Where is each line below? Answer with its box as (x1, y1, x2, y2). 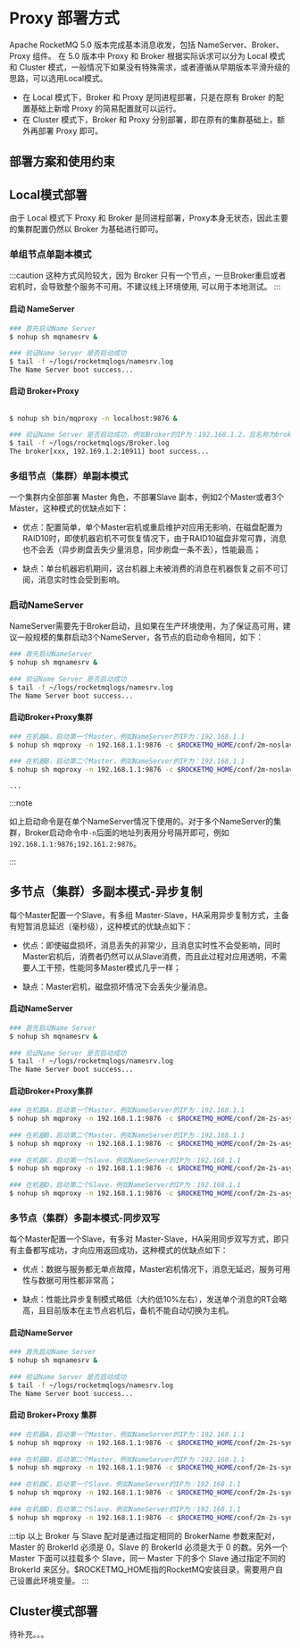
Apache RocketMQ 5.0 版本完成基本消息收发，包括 (9, 39, 196, 50)
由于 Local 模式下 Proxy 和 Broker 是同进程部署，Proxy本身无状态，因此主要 (9, 213, 288, 223)
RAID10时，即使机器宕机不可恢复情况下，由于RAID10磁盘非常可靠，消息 (21, 532, 287, 543)
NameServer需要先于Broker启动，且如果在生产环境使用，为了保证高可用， (9, 621, 283, 632)
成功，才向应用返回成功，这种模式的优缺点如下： (47, 1245, 229, 1256)
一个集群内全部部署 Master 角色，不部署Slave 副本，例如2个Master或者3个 (9, 491, 285, 502)
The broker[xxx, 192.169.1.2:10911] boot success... (9, 447, 210, 456)
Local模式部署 (9, 187, 87, 202)
